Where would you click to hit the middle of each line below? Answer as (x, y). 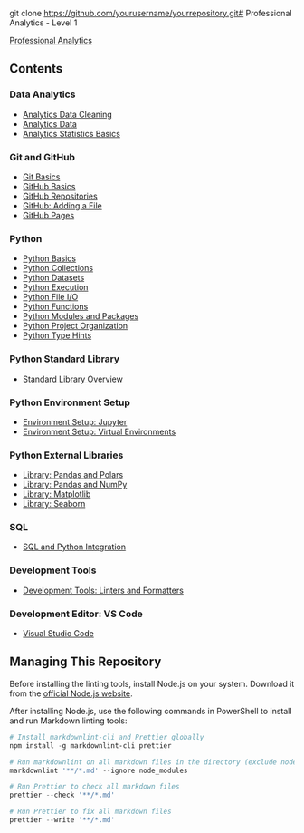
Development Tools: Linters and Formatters (103, 590)
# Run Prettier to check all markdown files (95, 787)
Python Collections (57, 268)
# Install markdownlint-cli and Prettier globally (107, 737)
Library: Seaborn (54, 504)
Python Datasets (53, 278)
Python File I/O (50, 297)
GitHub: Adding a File (62, 205)
